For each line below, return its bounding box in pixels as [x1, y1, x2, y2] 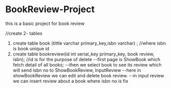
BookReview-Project [5, 4, 95, 15]
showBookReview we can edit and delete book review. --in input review [12, 72, 164, 78]
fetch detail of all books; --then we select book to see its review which [12, 62, 162, 68]
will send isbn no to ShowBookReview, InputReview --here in [12, 67, 141, 73]
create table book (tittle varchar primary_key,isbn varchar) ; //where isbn [12, 40, 166, 46]
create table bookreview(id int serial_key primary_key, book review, [12, 51, 155, 57]
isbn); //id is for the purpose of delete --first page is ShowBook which [12, 56, 161, 62]
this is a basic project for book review [5, 20, 85, 26]
